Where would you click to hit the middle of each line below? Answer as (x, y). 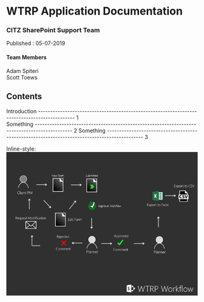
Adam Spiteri (22, 70)
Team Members (26, 57)
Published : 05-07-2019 (36, 43)
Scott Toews (22, 77)
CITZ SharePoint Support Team (53, 30)
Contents (24, 96)
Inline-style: (21, 149)
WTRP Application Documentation (95, 11)
